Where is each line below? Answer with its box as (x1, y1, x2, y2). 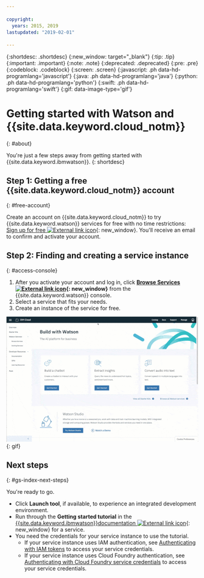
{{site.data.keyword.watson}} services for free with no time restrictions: (6, 219, 186, 227)
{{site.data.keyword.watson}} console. (15, 291, 112, 299)
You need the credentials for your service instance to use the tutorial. (15, 532, 189, 540)
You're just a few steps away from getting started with (6, 152, 142, 159)
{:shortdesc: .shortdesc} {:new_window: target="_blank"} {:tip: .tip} (6, 53, 175, 60)
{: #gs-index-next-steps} (6, 476, 69, 483)
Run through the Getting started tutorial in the (15, 513, 132, 520)
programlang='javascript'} (6, 73, 72, 80)
